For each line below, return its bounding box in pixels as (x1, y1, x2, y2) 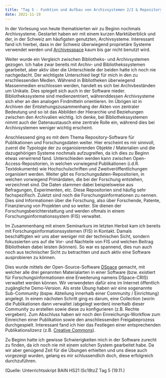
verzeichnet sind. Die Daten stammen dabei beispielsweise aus (5, 181, 133, 187)
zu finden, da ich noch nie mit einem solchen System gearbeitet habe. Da (5, 342, 154, 348)
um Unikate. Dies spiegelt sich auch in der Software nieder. (5, 88, 126, 94)
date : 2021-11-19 (5, 12, 41, 17)
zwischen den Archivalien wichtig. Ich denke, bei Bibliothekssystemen (5, 114, 148, 120)
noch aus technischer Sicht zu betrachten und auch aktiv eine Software (5, 249, 151, 255)
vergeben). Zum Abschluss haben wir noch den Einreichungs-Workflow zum (5, 311, 161, 317)
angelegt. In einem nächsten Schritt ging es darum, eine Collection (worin (5, 295, 155, 301)
